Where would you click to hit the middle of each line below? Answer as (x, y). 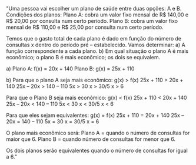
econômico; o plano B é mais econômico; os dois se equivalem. (83, 57)
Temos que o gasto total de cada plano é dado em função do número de (94, 38)
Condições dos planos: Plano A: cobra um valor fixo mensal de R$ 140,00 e (97, 15)
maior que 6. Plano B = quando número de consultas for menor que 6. (91, 139)
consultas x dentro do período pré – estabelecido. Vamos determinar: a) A (96, 45)
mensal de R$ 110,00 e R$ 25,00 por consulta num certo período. (85, 27)
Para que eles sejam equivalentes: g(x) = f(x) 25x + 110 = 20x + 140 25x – (95, 115)
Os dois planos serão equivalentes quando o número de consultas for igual (97, 150)
